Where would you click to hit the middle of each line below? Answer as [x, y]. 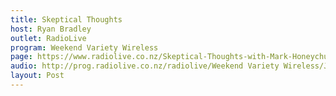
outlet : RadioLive [48, 38]
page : [21, 57]
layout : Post [37, 76]
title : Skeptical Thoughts [66, 19]
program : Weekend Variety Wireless [84, 47]
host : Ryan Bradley [51, 29]
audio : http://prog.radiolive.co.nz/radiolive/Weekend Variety [145, 66]
